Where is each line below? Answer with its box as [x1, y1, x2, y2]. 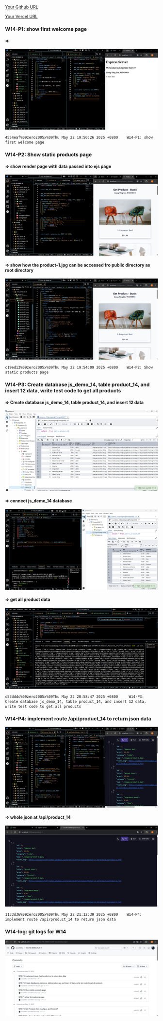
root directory [5, 268, 34, 273]
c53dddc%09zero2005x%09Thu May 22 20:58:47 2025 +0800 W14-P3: [5, 694, 145, 699]
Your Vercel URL [5, 14, 38, 19]
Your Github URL [5, 4, 39, 10]
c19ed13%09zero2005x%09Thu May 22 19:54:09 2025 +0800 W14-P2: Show [5, 365, 153, 370]
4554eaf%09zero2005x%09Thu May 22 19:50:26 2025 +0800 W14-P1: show [5, 135, 153, 140]
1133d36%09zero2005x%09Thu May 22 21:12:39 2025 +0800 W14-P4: [5, 912, 142, 917]
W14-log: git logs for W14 [5, 928, 66, 935]
